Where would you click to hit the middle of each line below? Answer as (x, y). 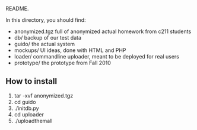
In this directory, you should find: (46, 20)
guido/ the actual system (45, 44)
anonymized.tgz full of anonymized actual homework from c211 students (103, 31)
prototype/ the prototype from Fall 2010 (62, 63)
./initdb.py (26, 108)
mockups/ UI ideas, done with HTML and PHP (70, 50)
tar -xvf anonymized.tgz (44, 95)
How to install (31, 81)
